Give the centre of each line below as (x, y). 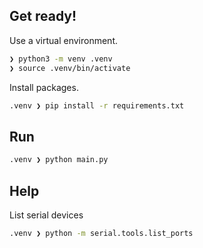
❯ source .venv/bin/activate (70, 68)
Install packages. (44, 87)
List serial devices (46, 215)
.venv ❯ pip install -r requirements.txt (97, 105)
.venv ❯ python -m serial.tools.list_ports (101, 233)
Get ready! (43, 16)
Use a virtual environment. (64, 40)
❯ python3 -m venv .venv (61, 59)
